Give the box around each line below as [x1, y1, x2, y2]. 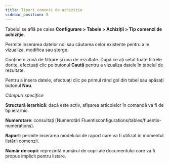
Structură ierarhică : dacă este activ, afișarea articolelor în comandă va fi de [5, 102, 164, 108]
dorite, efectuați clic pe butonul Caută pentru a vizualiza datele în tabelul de [5, 62, 163, 68]
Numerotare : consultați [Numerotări [5, 117, 80, 123]
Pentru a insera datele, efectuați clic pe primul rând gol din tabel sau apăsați [5, 77, 164, 83]
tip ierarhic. [5, 107, 29, 113]
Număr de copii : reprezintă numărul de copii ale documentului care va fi [5, 147, 155, 153]
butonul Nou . [5, 82, 33, 89]
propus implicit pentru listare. [5, 153, 67, 159]
